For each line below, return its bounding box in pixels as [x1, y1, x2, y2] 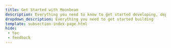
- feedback [7, 35, 31, 40]
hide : [5, 26, 17, 31]
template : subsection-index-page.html [5, 21, 88, 26]
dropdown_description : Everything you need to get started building [5, 16, 154, 21]
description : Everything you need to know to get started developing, [5, 12, 158, 17]
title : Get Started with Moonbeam [5, 7, 79, 12]
